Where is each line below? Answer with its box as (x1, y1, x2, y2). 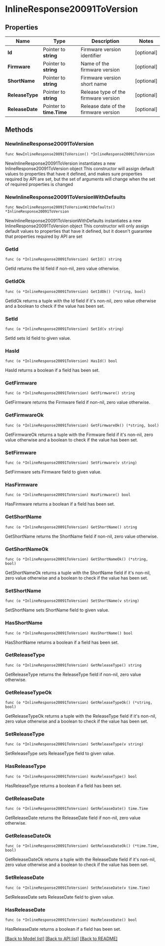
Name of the (81, 60, 110, 67)
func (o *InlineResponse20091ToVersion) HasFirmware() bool (5, 492, 131, 498)
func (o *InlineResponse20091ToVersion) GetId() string (5, 257, 122, 262)
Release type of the (81, 89, 126, 95)
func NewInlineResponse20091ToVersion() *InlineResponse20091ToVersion (5, 151, 155, 156)
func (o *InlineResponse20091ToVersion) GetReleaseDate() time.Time (5, 806, 148, 811)
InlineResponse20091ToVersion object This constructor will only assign (5, 223, 149, 229)
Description (91, 38, 119, 44)
